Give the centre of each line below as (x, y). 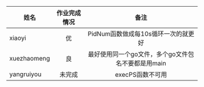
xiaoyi (18, 38)
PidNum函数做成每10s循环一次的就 (138, 34)
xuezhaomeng (30, 58)
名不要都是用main (141, 63)
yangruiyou (25, 74)
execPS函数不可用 (141, 75)
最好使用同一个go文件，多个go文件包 (141, 54)
